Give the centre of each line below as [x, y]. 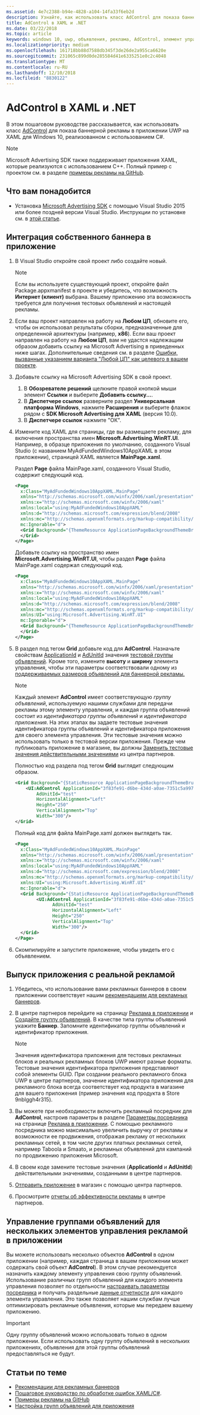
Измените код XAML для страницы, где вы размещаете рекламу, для [103, 431]
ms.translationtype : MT [36, 61]
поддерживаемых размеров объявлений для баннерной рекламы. [100, 674]
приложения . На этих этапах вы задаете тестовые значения [91, 722]
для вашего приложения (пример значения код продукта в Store [97, 1093]
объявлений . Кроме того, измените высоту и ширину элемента [96, 661]
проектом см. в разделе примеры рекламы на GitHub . [75, 173]
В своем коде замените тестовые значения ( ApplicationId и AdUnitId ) [104, 1167]
